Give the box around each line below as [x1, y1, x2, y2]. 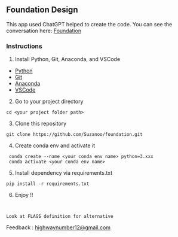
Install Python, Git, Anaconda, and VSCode [14, 56, 121, 63]
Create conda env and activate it [14, 142, 96, 149]
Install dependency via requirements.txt [14, 169, 113, 177]
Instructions [6, 42, 43, 50]
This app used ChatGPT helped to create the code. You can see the [6, 20, 173, 28]
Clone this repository [14, 120, 67, 127]
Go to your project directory [14, 98, 84, 105]
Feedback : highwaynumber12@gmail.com [6, 224, 111, 231]
